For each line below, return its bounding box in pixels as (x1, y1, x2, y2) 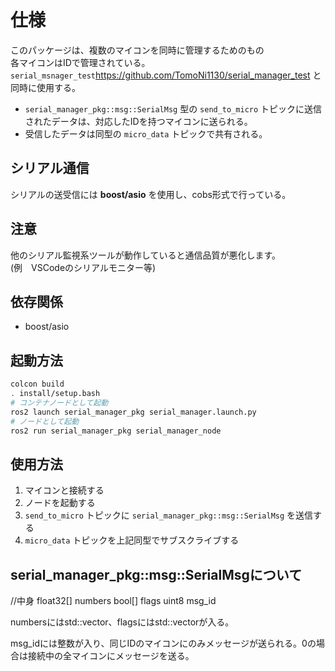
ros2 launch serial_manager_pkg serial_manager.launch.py (10, 407, 257, 417)
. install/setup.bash (10, 389, 101, 399)
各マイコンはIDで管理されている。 (10, 56, 151, 68)
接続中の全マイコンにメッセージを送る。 (27, 650, 195, 662)
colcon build (10, 379, 65, 390)
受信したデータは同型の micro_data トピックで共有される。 (24, 127, 268, 140)
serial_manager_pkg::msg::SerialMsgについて (10, 566, 303, 583)
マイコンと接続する (24, 484, 105, 496)
